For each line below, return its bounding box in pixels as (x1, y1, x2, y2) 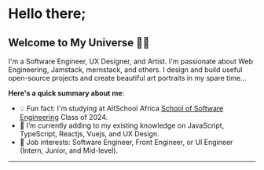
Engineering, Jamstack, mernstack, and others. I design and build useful (8, 65, 243, 74)
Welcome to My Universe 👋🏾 (8, 36, 150, 49)
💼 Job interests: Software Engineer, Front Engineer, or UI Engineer (19, 138, 233, 146)
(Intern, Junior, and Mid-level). (19, 146, 119, 155)
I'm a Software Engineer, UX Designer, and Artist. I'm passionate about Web (8, 56, 254, 66)
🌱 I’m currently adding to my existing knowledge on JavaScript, (19, 121, 225, 130)
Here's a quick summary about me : (8, 89, 125, 98)
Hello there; (8, 5, 86, 23)
